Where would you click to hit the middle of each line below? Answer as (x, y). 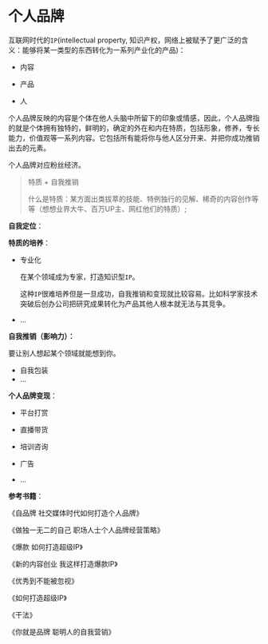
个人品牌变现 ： (33, 396)
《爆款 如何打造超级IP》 (46, 547)
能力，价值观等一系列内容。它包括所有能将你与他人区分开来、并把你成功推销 (134, 137)
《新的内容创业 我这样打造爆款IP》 (63, 563)
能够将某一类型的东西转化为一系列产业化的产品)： (104, 50)
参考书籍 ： (26, 495)
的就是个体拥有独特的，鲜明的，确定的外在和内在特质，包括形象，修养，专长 (134, 128)
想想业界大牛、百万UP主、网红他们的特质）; (114, 209)
